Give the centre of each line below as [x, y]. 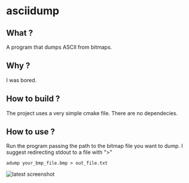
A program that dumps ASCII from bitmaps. [59, 47]
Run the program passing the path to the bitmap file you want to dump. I [94, 146]
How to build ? [33, 99]
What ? [20, 33]
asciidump [33, 11]
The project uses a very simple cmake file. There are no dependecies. [92, 113]
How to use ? [31, 132]
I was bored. [21, 80]
